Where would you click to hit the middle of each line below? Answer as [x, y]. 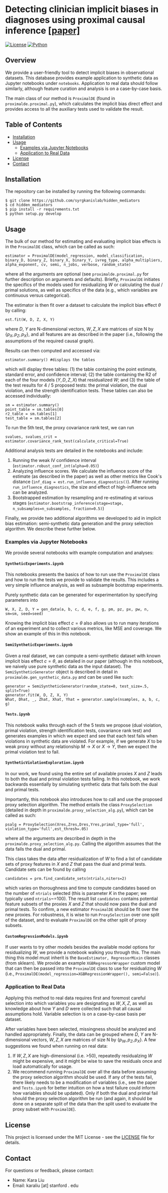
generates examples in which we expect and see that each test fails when [81, 736]
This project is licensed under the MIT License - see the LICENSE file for [80, 1137]
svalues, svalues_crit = [31, 437]
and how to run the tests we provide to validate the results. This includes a [82, 580]
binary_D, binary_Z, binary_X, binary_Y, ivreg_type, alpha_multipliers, [84, 260]
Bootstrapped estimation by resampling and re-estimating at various [83, 497]
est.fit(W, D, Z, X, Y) [30, 320]
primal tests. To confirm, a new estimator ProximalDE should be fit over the [82, 909]
